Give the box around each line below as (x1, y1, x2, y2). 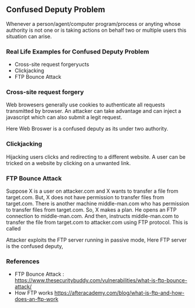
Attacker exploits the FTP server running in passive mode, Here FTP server (6, 236, 187, 243)
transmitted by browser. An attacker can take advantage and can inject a (6, 108, 182, 115)
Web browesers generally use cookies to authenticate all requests (6, 101, 165, 108)
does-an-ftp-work (14, 296, 59, 303)
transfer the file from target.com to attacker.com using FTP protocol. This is (6, 219, 189, 226)
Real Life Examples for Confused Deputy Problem (6, 47, 149, 55)
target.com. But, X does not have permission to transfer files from (6, 194, 165, 200)
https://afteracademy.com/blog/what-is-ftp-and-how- (54, 289, 184, 296)
